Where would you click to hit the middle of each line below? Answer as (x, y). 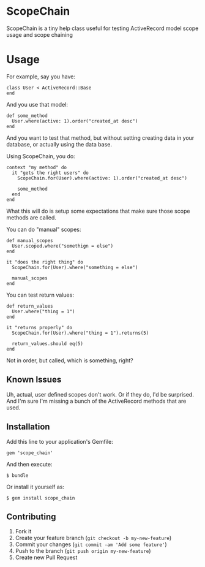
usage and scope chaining (40, 34)
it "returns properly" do (39, 327)
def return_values (30, 306)
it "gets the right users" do (50, 173)
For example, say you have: (41, 76)
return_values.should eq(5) (48, 344)
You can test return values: (40, 295)
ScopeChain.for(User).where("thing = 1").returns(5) (80, 333)
